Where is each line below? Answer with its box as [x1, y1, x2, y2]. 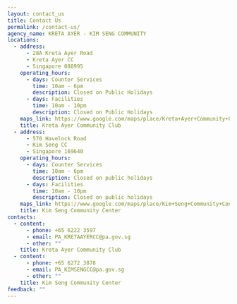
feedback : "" [7, 286, 46, 293]
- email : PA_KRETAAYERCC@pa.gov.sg [25, 233, 131, 241]
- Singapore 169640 [25, 148, 83, 155]
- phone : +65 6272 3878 [25, 260, 97, 267]
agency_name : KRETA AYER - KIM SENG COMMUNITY [7, 30, 147, 37]
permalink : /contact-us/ [7, 23, 80, 30]
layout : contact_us [7, 10, 65, 18]
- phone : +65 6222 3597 [25, 226, 97, 233]
